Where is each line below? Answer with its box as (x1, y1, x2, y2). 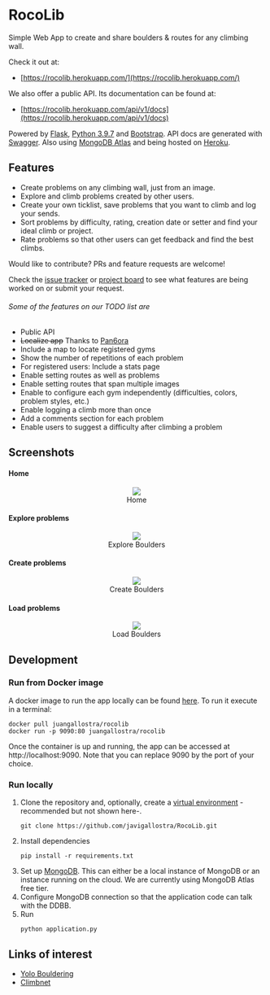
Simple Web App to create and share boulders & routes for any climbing (8, 33, 249, 42)
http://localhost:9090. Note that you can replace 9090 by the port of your (8, 750, 255, 760)
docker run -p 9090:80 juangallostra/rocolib (8, 727, 165, 735)
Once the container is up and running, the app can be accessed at (8, 741, 230, 751)
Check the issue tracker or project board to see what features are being (8, 274, 249, 284)
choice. (8, 758, 34, 768)
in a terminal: (8, 704, 52, 714)
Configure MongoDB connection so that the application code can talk (20, 892, 253, 902)
